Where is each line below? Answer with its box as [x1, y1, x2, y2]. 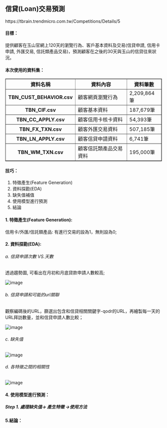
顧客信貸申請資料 [78, 136, 118, 143]
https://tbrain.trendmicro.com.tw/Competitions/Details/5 [5, 18, 121, 24]
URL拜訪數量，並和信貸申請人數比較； [5, 314, 83, 320]
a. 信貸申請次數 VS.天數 [5, 253, 54, 259]
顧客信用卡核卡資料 [78, 116, 123, 123]
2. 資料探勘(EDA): [5, 241, 42, 247]
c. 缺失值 [5, 336, 23, 342]
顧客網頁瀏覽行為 [78, 94, 118, 101]
